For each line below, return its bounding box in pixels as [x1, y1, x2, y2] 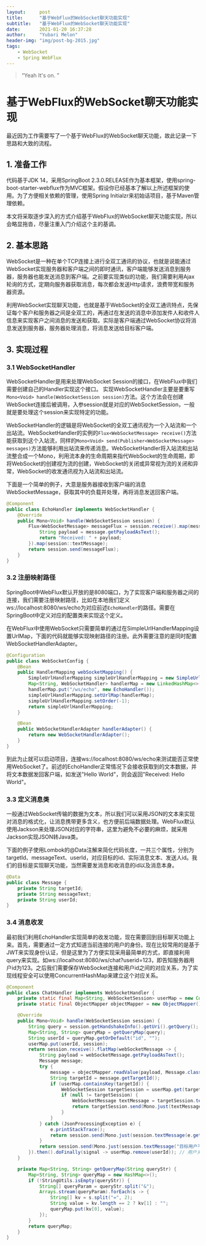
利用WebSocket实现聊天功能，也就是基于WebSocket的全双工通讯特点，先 [6, 302, 193, 309]
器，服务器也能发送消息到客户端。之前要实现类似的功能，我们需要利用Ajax [6, 273, 195, 280]
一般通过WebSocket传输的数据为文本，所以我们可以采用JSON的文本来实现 [6, 810, 195, 818]
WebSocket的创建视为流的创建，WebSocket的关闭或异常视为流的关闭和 [11, 460, 193, 467]
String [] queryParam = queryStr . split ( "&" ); [39, 1183, 155, 1189]
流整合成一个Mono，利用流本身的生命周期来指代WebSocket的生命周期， [6, 452, 190, 460]
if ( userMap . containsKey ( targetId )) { [50, 1081, 150, 1087]
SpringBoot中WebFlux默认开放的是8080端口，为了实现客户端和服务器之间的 [6, 588, 199, 596]
